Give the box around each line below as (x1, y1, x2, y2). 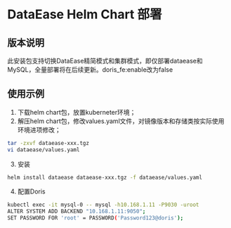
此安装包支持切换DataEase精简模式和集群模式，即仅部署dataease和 (7, 57, 203, 65)
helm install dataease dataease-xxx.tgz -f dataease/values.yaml (7, 174, 202, 181)
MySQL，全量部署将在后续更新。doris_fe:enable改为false (7, 65, 173, 74)
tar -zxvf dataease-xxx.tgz (7, 139, 90, 146)
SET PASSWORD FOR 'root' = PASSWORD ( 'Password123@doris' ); (7, 215, 184, 222)
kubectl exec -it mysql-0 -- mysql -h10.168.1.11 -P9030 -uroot (7, 201, 199, 208)
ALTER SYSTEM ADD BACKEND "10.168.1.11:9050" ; (7, 208, 146, 215)
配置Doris (17, 187, 46, 196)
